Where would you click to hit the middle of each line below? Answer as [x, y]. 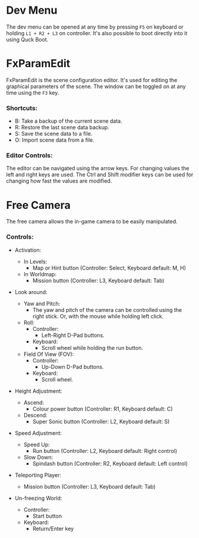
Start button [47, 516]
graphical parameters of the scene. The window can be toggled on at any [96, 86]
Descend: [35, 415]
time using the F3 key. [33, 92]
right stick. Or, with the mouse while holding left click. [98, 316]
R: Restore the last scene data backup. [62, 127]
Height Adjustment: [38, 391]
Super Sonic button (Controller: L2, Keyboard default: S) [101, 421]
